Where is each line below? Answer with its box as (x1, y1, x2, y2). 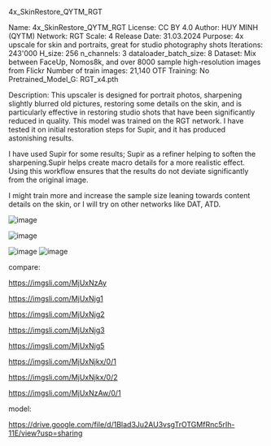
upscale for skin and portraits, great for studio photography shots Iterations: (8, 40, 263, 50)
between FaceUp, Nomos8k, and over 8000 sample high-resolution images (8, 57, 261, 67)
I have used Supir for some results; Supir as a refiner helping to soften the (8, 149, 256, 158)
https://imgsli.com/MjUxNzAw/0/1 (8, 388, 121, 397)
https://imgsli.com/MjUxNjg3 (8, 325, 105, 335)
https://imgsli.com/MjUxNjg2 (8, 310, 105, 319)
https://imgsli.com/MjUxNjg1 (8, 294, 103, 303)
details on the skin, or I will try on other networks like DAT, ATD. (8, 199, 221, 209)
